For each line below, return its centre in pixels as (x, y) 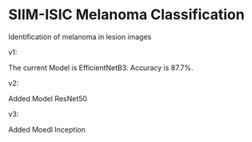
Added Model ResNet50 (48, 98)
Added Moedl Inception (47, 129)
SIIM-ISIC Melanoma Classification (127, 15)
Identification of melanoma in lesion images (80, 37)
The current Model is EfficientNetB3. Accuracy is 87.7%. (101, 67)
